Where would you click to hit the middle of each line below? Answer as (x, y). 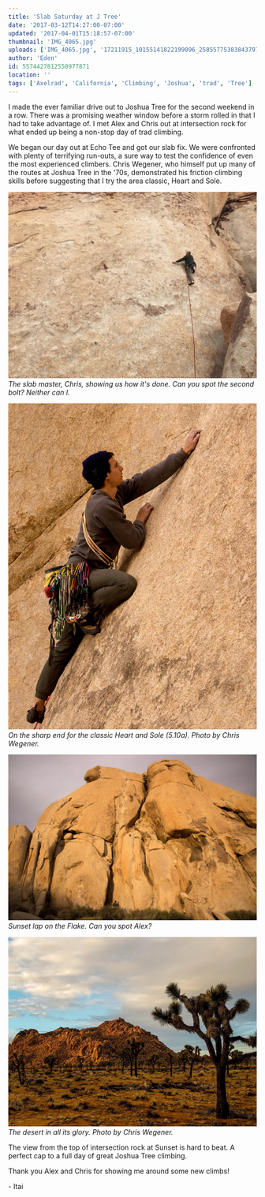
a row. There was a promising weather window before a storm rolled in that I (132, 115)
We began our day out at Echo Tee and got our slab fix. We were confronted (132, 147)
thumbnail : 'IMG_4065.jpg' (52, 42)
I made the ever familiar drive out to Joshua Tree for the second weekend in (131, 107)
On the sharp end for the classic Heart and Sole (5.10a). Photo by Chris (124, 735)
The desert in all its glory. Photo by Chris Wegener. (91, 1132)
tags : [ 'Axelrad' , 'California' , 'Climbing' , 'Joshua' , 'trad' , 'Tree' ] (130, 83)
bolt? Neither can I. (39, 392)
